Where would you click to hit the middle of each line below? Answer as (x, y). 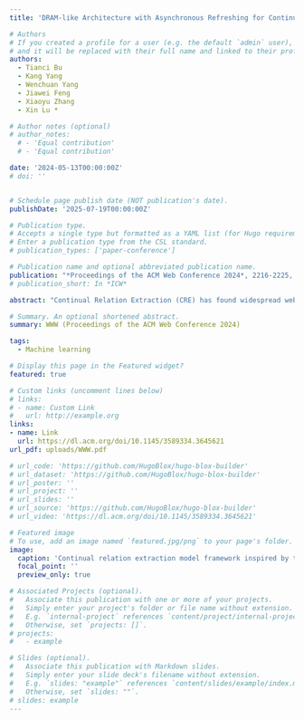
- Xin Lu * (38, 110)
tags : (19, 341)
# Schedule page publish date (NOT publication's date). (119, 200)
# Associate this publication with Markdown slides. (115, 666)
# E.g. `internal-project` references (87, 617)
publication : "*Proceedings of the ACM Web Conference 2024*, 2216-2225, (152, 275)
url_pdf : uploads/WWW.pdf (58, 449)
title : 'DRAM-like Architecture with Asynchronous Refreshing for (137, 18)
